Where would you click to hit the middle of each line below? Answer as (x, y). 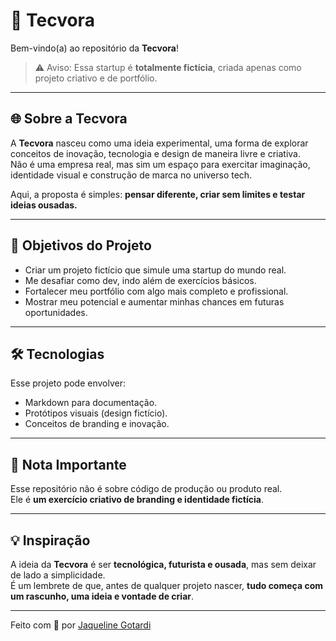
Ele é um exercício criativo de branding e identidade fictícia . (137, 500)
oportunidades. (56, 312)
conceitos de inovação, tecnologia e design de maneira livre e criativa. (155, 153)
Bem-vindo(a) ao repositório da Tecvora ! (94, 48)
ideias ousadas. (44, 205)
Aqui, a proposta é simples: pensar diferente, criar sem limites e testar (158, 194)
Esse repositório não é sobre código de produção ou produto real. (146, 489)
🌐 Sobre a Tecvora (69, 119)
